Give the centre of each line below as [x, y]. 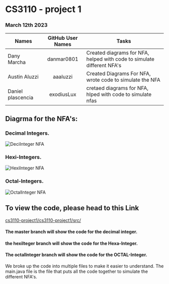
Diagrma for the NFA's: [41, 119]
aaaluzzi [63, 77]
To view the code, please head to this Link [72, 208]
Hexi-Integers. [23, 157]
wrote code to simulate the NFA [123, 80]
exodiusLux [63, 94]
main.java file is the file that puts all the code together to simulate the [77, 271]
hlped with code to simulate [119, 94]
